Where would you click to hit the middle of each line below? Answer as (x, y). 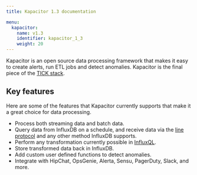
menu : (13, 22)
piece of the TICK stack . (35, 73)
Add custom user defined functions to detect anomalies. (83, 154)
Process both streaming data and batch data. (70, 123)
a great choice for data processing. (49, 112)
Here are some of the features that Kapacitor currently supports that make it (98, 106)
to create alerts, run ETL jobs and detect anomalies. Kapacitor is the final (94, 67)
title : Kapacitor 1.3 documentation (51, 11)
